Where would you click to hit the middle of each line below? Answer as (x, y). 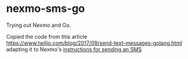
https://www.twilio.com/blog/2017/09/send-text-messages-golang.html (94, 43)
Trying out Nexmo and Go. (39, 25)
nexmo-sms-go (46, 9)
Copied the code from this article (47, 36)
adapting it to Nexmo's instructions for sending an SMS (74, 49)
